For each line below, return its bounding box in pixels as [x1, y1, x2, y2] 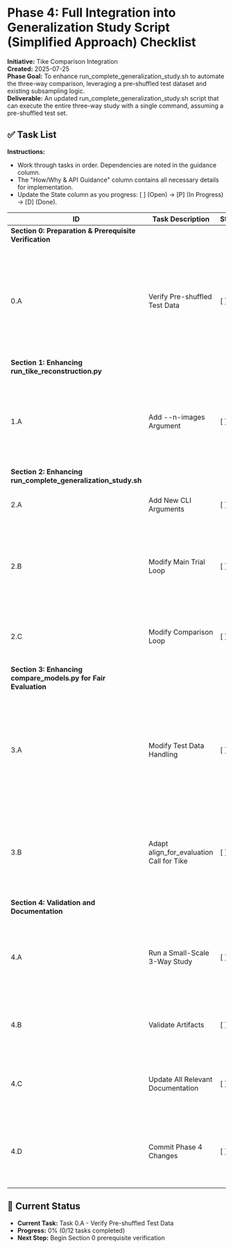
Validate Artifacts [148, 1019, 205, 1029]
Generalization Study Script [7, 19, 170, 35]
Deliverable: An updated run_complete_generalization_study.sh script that [7, 94, 220, 102]
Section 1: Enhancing [10, 357, 83, 367]
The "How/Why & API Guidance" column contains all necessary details [17, 175, 220, 184]
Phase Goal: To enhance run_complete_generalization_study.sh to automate [7, 71, 225, 80]
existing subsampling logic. [7, 87, 85, 95]
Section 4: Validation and [10, 897, 96, 907]
